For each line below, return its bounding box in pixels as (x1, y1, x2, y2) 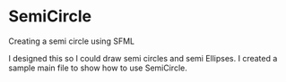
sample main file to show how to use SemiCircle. (8, 62, 187, 73)
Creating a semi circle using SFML (8, 36, 135, 46)
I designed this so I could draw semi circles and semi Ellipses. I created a (8, 53, 278, 63)
